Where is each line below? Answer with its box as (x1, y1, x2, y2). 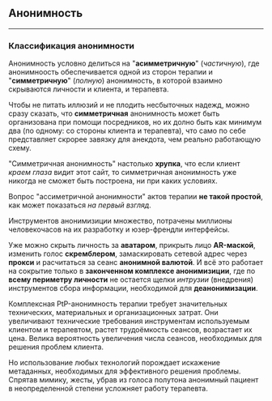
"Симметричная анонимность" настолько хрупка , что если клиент (8, 159, 240, 169)
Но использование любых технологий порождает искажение (8, 358, 221, 368)
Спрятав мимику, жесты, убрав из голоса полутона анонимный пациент (8, 375, 259, 385)
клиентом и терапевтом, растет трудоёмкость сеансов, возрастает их (8, 325, 253, 335)
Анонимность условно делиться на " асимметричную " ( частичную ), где (8, 58, 260, 68)
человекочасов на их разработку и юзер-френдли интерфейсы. (8, 224, 230, 234)
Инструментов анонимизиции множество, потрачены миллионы (8, 216, 232, 226)
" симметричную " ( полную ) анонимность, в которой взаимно (8, 76, 223, 86)
